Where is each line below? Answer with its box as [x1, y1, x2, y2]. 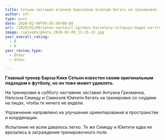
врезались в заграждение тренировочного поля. [5, 129, 108, 135]
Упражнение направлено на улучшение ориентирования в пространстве [5, 110, 159, 116]
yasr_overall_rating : [5, 35, 50, 40]
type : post [5, 16, 27, 21]
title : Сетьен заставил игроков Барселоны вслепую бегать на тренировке [5, 7, 157, 12]
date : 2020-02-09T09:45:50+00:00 [5, 21, 74, 26]
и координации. [5, 115, 38, 120]
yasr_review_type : [5, 48, 43, 53]
